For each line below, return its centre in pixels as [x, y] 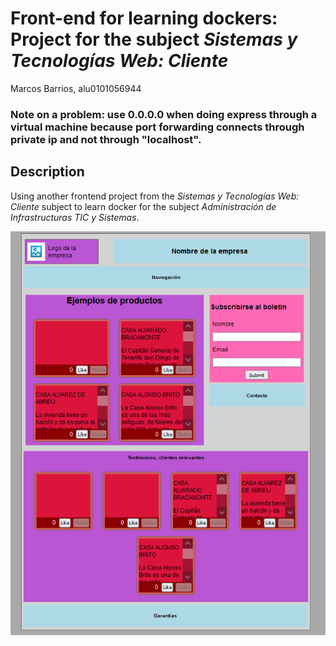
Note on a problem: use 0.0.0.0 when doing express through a [164, 114]
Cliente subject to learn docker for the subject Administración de [143, 206]
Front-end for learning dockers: [144, 18]
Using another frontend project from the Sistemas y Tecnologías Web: [155, 196]
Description [47, 172]
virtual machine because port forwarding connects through [157, 127]
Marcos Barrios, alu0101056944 [76, 88]
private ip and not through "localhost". [106, 139]
